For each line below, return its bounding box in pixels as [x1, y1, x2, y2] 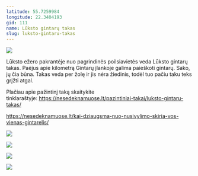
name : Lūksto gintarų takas [6, 25, 76, 31]
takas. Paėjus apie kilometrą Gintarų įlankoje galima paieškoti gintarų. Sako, [6, 65, 190, 72]
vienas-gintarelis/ [6, 119, 49, 126]
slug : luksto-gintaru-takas [6, 31, 76, 37]
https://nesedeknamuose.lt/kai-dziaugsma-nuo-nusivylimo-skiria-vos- [6, 113, 179, 120]
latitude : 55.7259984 [6, 8, 60, 15]
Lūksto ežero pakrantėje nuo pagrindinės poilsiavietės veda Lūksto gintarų [6, 58, 188, 65]
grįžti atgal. [6, 77, 34, 84]
